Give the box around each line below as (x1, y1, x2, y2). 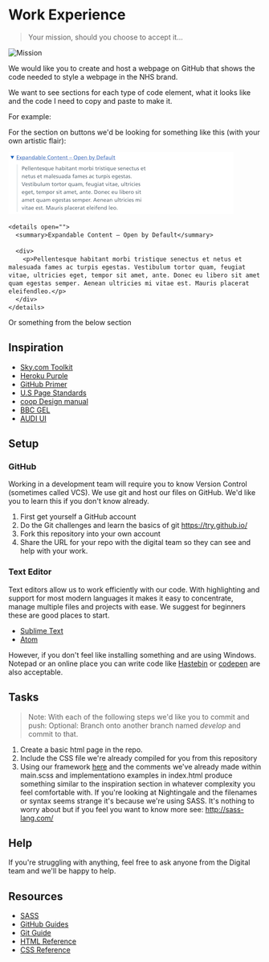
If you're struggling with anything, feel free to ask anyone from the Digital (8, 857, 251, 867)
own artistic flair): (8, 135, 67, 146)
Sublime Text (19, 626, 64, 635)
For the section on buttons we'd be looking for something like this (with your (8, 127, 260, 137)
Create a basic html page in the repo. (19, 745, 143, 754)
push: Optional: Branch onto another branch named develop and (27, 720, 241, 730)
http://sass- (205, 804, 244, 814)
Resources (8, 890, 63, 903)
